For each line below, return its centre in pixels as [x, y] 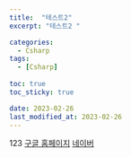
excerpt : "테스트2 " [45, 26]
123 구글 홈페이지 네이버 [52, 144]
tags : [19, 59]
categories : [31, 42]
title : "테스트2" [41, 17]
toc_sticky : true [42, 92]
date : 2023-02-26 [42, 109]
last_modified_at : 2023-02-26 [66, 117]
